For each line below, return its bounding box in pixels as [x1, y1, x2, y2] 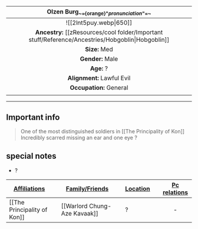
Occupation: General [70, 84, 128, 92]
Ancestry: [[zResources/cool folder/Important [35, 28, 163, 37]
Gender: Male [80, 55, 118, 63]
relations [163, 188, 189, 197]
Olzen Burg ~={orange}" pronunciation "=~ [47, 8, 151, 17]
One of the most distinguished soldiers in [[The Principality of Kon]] [20, 128, 184, 135]
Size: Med [85, 45, 113, 54]
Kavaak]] [73, 209, 99, 217]
